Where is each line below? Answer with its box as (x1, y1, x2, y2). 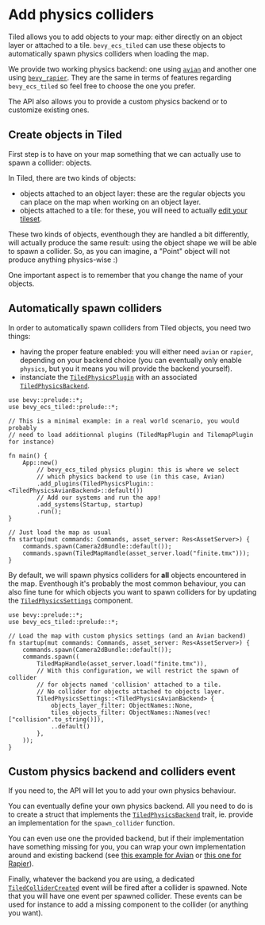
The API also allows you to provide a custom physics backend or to (8, 96, 228, 106)
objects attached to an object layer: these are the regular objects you (19, 189, 246, 198)
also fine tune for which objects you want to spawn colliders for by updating (8, 587, 257, 596)
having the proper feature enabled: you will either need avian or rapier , (19, 346, 254, 356)
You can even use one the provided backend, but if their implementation (8, 833, 244, 843)
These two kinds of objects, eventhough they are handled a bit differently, (8, 229, 250, 239)
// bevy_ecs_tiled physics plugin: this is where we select (36, 466, 240, 474)
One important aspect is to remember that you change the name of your (8, 270, 244, 279)
